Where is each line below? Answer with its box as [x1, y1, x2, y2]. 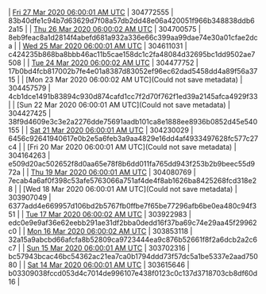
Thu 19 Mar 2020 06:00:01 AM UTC [30, 167, 147, 177]
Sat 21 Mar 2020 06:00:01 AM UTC [29, 125, 145, 135]
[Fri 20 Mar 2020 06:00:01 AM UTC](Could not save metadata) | [27, 143, 237, 151]
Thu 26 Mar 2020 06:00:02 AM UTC [33, 25, 153, 33]
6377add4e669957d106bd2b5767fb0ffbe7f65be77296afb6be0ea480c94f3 [8, 201, 257, 210]
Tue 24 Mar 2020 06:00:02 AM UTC [31, 58, 151, 67]
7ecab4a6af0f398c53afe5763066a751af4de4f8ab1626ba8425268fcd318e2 [8, 176, 256, 185]
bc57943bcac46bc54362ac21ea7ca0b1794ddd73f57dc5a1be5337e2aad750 [8, 252, 258, 261]
